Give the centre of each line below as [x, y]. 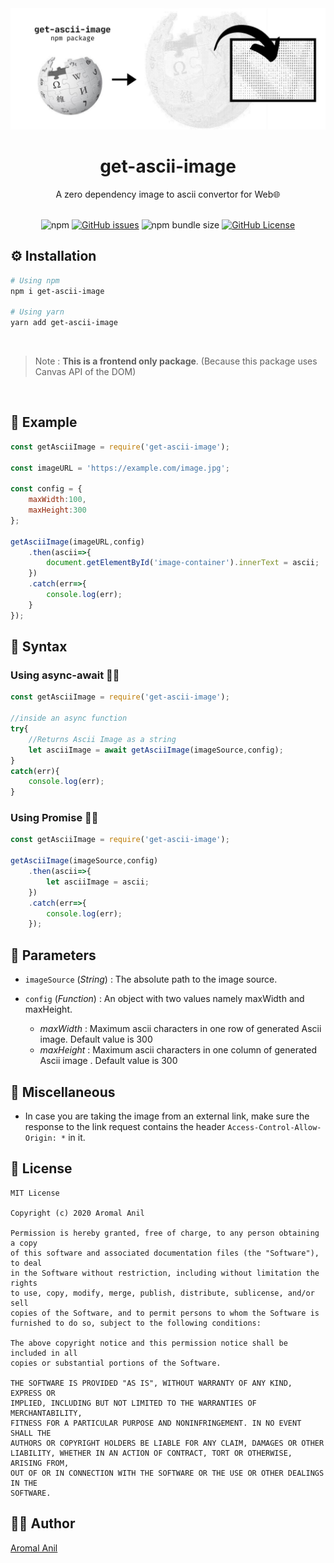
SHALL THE [31, 1433]
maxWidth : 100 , [57, 500]
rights [24, 1283]
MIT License [35, 1193]
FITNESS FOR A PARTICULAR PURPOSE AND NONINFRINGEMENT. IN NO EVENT [156, 1423]
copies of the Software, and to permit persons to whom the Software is [165, 1313]
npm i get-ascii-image [57, 291]
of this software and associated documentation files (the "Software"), [165, 1253]
